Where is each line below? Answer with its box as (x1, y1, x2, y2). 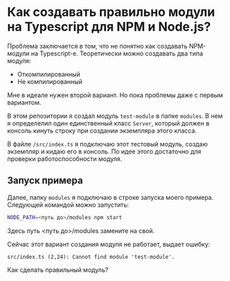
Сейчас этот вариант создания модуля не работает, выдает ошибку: (7, 240, 211, 248)
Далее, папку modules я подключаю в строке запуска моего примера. (7, 193, 214, 201)
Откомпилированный (17, 70, 81, 78)
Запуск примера (7, 175, 83, 187)
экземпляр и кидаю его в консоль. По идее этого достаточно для (7, 147, 202, 155)
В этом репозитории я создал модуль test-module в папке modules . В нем (7, 112, 223, 120)
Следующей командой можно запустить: (7, 201, 130, 209)
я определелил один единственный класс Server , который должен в (7, 119, 210, 127)
